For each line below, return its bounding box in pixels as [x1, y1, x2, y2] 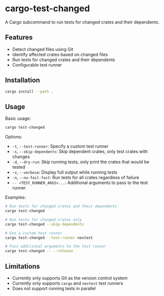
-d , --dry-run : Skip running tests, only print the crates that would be [12, 159, 150, 165]
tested [12, 164, 25, 170]
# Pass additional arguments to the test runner [5, 244, 106, 249]
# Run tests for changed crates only [5, 217, 82, 222]
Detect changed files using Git [12, 46, 73, 52]
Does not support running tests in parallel [12, 285, 96, 291]
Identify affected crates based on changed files [12, 51, 108, 57]
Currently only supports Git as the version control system [12, 275, 128, 281]
